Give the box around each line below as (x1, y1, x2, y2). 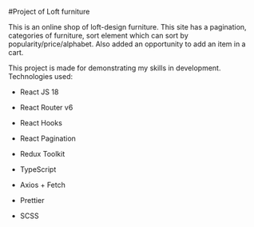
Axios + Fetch (19, 180, 66, 189)
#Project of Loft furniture (8, 7, 90, 16)
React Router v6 (19, 103, 73, 112)
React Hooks (19, 118, 62, 127)
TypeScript (19, 165, 57, 174)
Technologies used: (8, 72, 73, 81)
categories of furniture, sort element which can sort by (8, 31, 189, 40)
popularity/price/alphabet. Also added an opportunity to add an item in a (8, 39, 246, 49)
